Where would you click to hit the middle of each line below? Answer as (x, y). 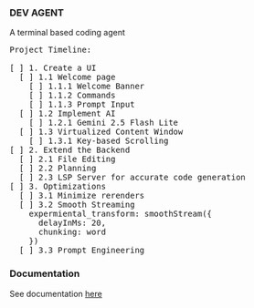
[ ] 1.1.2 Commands (72, 96)
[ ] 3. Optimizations (58, 187)
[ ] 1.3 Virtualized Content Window (101, 132)
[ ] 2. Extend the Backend (70, 150)
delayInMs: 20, (72, 223)
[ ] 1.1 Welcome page (67, 77)
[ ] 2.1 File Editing (67, 159)
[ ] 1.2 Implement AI (67, 114)
